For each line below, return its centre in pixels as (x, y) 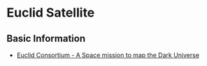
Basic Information (46, 39)
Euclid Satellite (51, 13)
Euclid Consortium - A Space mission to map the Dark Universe (108, 55)
